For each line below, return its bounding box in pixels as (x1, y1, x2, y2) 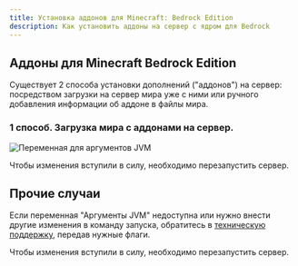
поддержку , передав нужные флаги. (9, 229, 151, 241)
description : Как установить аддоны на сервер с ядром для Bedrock (9, 22, 271, 31)
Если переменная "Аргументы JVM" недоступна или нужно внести (9, 210, 271, 221)
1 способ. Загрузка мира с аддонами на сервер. (9, 122, 234, 134)
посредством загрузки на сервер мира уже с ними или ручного (9, 89, 259, 100)
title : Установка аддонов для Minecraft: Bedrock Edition (9, 13, 233, 23)
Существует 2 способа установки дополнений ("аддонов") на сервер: (9, 79, 283, 91)
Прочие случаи (9, 186, 101, 201)
